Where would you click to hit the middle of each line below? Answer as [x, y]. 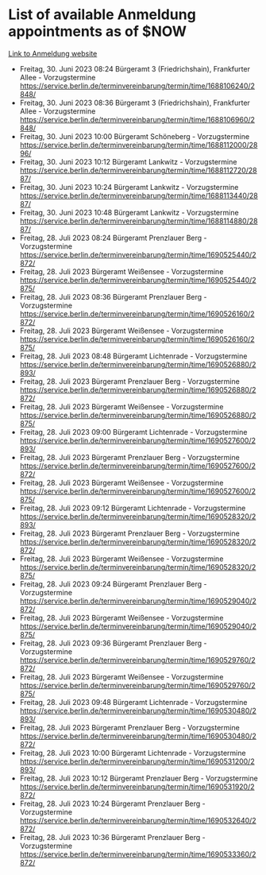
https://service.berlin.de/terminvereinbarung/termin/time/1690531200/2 [137, 761]
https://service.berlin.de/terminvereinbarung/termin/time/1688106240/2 [137, 86]
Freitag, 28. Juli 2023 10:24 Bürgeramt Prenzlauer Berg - [113, 803]
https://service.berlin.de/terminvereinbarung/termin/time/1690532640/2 [138, 820]
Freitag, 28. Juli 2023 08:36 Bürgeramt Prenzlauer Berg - [113, 296]
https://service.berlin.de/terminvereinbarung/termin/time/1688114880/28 [139, 221]
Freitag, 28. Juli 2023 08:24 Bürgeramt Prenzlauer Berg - [113, 238]
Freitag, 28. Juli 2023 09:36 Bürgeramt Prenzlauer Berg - [113, 643]
